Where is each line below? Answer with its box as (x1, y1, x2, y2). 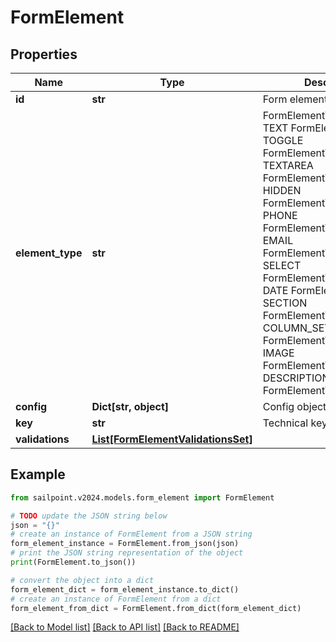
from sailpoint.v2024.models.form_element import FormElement (10, 492, 275, 503)
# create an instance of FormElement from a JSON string (10, 529, 253, 540)
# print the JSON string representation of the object (10, 548, 244, 558)
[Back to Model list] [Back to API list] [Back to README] (10, 621, 240, 633)
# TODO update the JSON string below (10, 511, 168, 521)
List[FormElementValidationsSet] (91, 432, 253, 446)
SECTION (262, 296, 308, 310)
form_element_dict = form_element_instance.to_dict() (10, 584, 240, 595)
